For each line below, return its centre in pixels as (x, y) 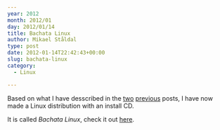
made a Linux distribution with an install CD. (71, 106)
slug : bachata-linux (38, 59)
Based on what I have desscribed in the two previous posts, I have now (110, 98)
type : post (23, 46)
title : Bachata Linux (39, 33)
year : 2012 (23, 14)
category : (22, 66)
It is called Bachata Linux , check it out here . (71, 119)
